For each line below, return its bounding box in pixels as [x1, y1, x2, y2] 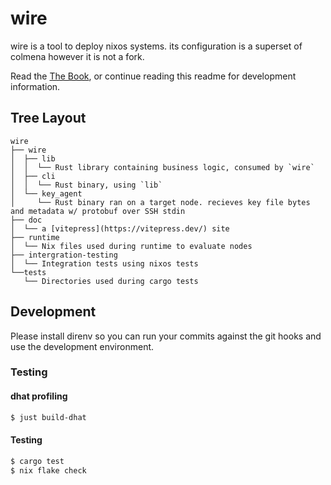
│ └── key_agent [10, 188, 83, 199]
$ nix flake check [10, 465, 87, 476]
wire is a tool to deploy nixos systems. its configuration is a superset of [10, 40, 303, 52]
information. [10, 80, 61, 92]
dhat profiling [10, 390, 68, 402]
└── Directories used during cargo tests [23, 276, 199, 286]
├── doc [10, 215, 43, 225]
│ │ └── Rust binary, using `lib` [10, 180, 163, 190]
